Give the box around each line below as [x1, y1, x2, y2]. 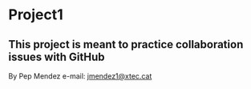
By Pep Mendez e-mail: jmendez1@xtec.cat [8, 71, 152, 81]
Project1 [8, 6, 64, 24]
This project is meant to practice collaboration [8, 38, 244, 51]
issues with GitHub [8, 50, 106, 63]
